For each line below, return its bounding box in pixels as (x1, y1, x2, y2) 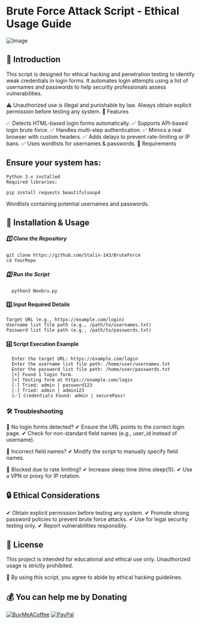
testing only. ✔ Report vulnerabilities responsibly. (6, 522, 128, 529)
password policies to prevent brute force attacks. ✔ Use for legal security (6, 515, 188, 523)
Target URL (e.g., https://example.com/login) (6, 317, 125, 323)
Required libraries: (6, 179, 58, 185)
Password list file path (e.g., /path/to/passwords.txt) (6, 327, 152, 333)
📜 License (6, 540, 44, 550)
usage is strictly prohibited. (6, 562, 74, 569)
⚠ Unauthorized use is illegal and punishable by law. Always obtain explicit (6, 101, 192, 109)
